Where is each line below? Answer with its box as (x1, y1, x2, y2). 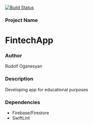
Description (5, 76, 34, 83)
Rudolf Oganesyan (5, 63, 42, 69)
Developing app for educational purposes (5, 86, 89, 92)
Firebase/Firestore (12, 110, 50, 116)
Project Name (5, 17, 38, 23)
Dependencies (5, 99, 40, 105)
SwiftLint (12, 115, 30, 121)
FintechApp (5, 35, 54, 46)
